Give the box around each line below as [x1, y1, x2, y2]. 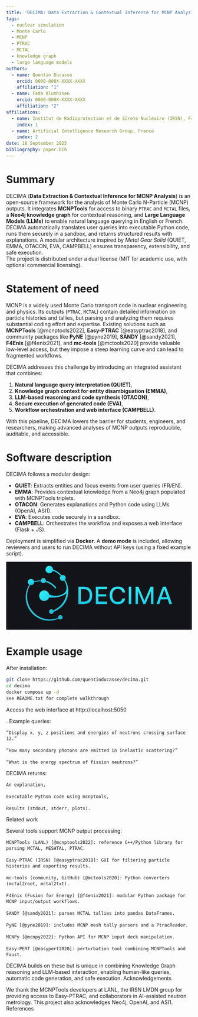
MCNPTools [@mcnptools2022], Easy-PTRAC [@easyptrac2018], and [6, 327, 177, 334]
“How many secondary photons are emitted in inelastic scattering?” [6, 748, 178, 753]
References [6, 1005, 34, 1012]
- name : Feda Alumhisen [11, 90, 70, 97]
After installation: [6, 665, 48, 672]
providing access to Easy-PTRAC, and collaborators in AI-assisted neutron [6, 992, 187, 999]
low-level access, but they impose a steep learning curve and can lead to [6, 346, 184, 353]
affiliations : [6, 109, 41, 115]
